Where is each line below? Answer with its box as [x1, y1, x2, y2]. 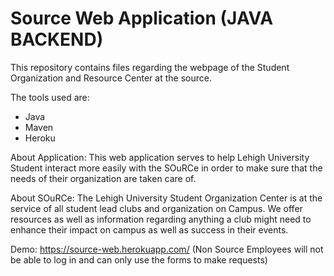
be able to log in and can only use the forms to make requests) [10, 253, 268, 266]
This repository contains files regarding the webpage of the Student [10, 61, 290, 73]
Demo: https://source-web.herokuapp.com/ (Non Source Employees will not [10, 243, 324, 255]
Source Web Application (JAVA [10, 7, 274, 30]
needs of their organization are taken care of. [10, 172, 197, 184]
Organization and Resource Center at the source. [10, 72, 212, 84]
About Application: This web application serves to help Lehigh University [10, 151, 310, 163]
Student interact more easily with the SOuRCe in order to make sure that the [10, 162, 323, 174]
